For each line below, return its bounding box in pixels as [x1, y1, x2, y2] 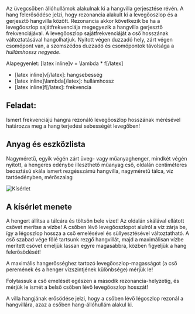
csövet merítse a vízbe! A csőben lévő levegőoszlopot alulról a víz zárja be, [6, 224, 187, 231]
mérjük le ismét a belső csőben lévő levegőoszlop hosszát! [6, 284, 148, 291]
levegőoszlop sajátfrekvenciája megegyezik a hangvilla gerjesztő [6, 23, 163, 30]
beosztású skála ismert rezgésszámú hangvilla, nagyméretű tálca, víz [6, 167, 174, 175]
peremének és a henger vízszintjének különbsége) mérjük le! [6, 266, 153, 273]
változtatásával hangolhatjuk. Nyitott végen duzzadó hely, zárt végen [6, 36, 173, 43]
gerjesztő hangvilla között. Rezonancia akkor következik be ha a [6, 18, 160, 24]
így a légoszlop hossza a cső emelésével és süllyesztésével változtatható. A [6, 230, 189, 237]
